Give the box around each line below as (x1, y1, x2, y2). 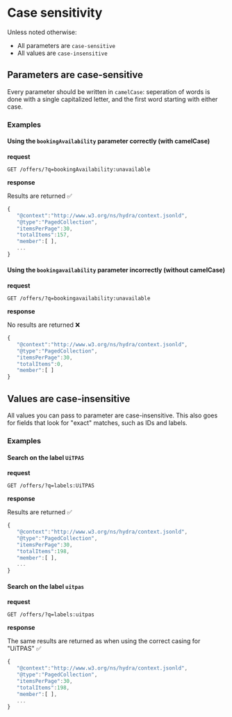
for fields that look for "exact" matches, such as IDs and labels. (7, 419, 188, 427)
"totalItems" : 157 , (16, 231, 70, 238)
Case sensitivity (7, 5, 103, 21)
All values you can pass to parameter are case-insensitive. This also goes (7, 411, 218, 419)
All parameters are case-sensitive (17, 41, 116, 49)
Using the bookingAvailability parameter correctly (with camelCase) (7, 137, 210, 146)
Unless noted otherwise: (7, 28, 77, 36)
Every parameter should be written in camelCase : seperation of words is (7, 87, 210, 95)
